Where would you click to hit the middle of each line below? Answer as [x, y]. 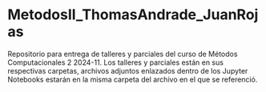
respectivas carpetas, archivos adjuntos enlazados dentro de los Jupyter [128, 70]
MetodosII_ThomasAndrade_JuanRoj [133, 15]
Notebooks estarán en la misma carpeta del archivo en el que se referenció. [133, 79]
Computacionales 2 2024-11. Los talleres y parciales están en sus [115, 62]
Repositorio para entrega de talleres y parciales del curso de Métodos [123, 54]
